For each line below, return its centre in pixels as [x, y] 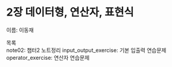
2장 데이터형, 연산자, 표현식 [70, 12]
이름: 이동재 [20, 30]
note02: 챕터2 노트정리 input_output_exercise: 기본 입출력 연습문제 [86, 50]
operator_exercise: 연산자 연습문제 [48, 57]
